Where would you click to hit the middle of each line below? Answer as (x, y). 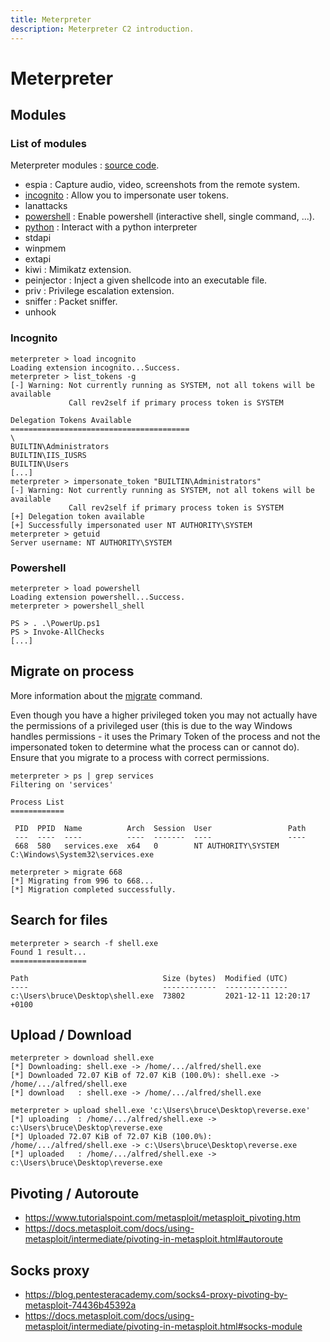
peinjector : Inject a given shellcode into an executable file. (146, 280)
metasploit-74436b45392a (80, 1305)
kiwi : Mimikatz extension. (78, 270)
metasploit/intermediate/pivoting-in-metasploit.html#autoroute (153, 1239)
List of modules (48, 143)
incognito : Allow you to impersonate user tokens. (127, 195)
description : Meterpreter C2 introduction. (102, 29)
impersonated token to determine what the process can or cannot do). (155, 747)
